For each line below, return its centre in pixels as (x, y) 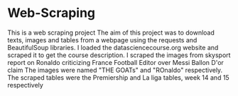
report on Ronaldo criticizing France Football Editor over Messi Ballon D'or (115, 62)
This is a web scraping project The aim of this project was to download (111, 32)
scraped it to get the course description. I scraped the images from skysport (119, 55)
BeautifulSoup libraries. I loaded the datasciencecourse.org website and (113, 47)
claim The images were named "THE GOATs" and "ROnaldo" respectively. (115, 70)
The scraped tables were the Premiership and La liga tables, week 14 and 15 (118, 77)
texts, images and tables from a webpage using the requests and (102, 40)
